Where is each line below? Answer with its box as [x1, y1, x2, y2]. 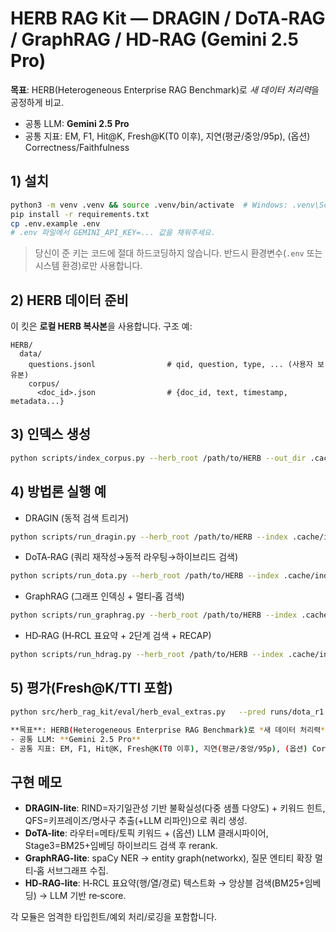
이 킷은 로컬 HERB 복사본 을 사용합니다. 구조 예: [10, 320, 193, 332]
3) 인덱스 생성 [10, 426, 92, 443]
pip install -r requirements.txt [10, 209, 150, 219]
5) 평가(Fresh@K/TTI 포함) [10, 680, 173, 697]
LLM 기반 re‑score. [49, 890, 127, 902]
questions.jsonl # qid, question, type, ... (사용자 [28, 360, 313, 370]
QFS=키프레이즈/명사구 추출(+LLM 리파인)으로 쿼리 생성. [24, 815, 248, 827]
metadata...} [10, 397, 65, 407]
